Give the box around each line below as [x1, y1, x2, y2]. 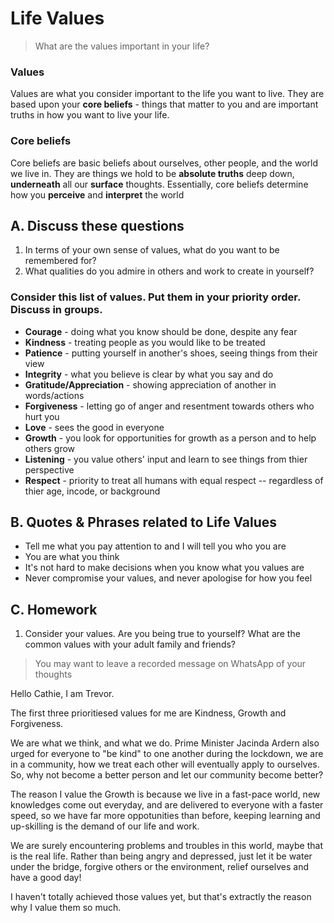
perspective [24, 463, 75, 476]
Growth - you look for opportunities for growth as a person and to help [24, 432, 317, 444]
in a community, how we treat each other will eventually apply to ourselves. [10, 758, 320, 771]
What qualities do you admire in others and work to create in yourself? [24, 265, 315, 277]
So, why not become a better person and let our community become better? [10, 769, 324, 781]
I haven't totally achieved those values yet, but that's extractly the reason [10, 891, 312, 903]
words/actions [24, 389, 85, 401]
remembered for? [24, 255, 97, 267]
